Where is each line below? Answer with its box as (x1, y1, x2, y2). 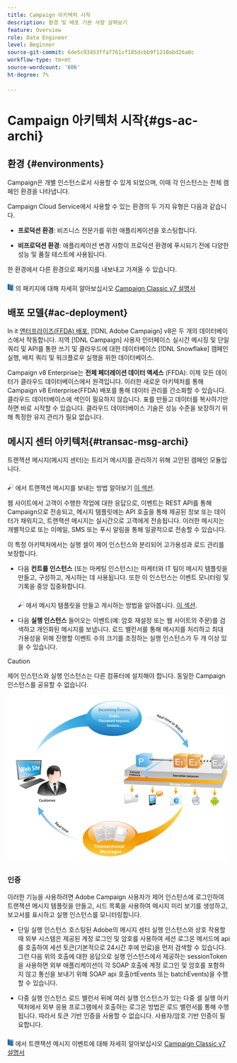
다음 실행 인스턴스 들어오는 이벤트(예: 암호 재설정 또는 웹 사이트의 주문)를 (17, 616, 219, 625)
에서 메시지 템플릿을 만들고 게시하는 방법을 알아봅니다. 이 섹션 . (25, 601, 198, 610)
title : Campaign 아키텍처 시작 (7, 11, 91, 18)
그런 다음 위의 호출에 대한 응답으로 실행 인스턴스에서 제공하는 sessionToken (17, 952, 228, 960)
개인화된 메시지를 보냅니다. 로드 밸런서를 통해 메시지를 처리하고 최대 (36, 625, 224, 634)
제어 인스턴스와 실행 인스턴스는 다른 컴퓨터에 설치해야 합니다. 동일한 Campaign (7, 672, 226, 680)
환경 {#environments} (7, 158, 105, 170)
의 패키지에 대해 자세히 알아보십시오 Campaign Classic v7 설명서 (15, 284, 196, 292)
